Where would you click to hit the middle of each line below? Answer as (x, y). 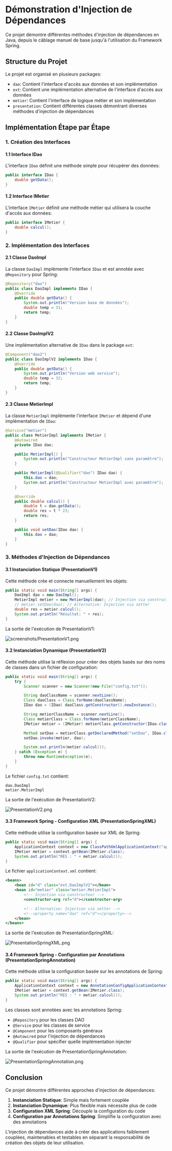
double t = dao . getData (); (52, 506)
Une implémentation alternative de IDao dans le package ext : (70, 345)
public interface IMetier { (35, 223)
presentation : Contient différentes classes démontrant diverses (80, 106)
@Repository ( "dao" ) (26, 284)
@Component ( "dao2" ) (26, 354)
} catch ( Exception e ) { (41, 752)
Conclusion (24, 1078)
